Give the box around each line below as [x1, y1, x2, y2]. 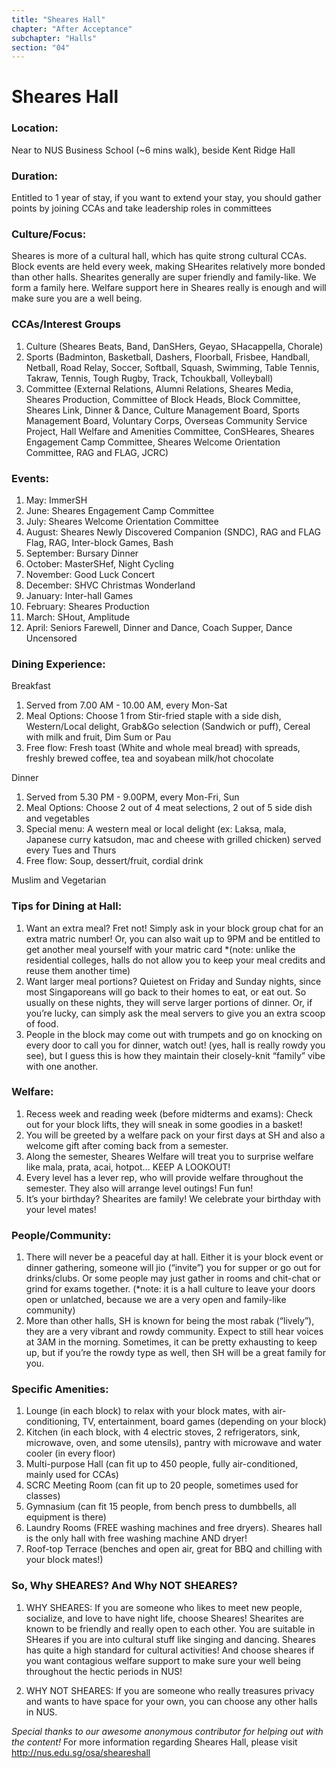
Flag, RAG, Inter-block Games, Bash [25, 536, 174, 548]
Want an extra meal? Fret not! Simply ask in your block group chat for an [25, 922, 324, 934]
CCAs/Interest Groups [11, 317, 121, 331]
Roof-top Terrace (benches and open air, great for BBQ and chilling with [25, 1543, 323, 1555]
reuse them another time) [25, 964, 131, 976]
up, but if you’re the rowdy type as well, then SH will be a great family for [25, 1347, 327, 1359]
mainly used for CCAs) [25, 1469, 119, 1481]
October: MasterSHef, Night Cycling [25, 557, 174, 570]
